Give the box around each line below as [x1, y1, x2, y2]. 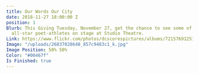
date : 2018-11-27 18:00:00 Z [6, 14, 78, 20]
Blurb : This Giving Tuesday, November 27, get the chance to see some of [6, 25, 192, 31]
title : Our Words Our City [6, 8, 73, 15]
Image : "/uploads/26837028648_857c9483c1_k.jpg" [6, 42, 129, 48]
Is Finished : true [6, 58, 52, 64]
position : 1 [6, 19, 36, 25]
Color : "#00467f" [6, 52, 49, 58]
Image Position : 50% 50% [6, 47, 68, 53]
